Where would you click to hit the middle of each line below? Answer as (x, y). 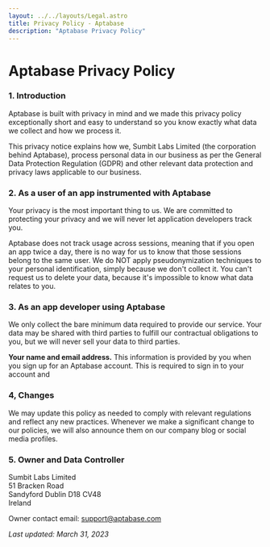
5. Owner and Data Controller (66, 459)
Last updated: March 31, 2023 (58, 534)
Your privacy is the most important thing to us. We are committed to (121, 211)
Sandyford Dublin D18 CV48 (55, 495)
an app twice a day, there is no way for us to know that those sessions (125, 252)
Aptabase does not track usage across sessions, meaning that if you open (131, 244)
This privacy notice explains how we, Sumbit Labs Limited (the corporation (132, 146)
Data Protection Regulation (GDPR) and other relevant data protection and (131, 163)
